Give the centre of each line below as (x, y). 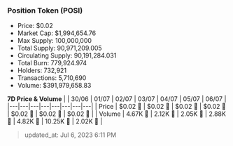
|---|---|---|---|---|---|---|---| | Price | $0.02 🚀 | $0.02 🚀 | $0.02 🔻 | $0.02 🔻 (116, 107)
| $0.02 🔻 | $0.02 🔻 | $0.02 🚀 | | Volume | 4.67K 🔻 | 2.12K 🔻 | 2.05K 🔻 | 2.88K (116, 114)
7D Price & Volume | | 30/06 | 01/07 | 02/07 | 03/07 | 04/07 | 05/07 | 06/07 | (117, 99)
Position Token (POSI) (45, 11)
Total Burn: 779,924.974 (52, 63)
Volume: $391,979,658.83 (54, 86)
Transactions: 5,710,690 (52, 78)
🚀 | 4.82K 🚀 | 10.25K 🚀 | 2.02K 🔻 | (55, 121)
